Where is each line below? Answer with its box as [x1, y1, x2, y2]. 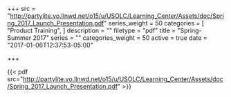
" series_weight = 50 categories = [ [103, 19, 205, 27]
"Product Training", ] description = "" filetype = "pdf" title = [7, 26, 176, 34]
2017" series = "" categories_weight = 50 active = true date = [33, 34, 207, 42]
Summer [7, 34, 32, 42]
